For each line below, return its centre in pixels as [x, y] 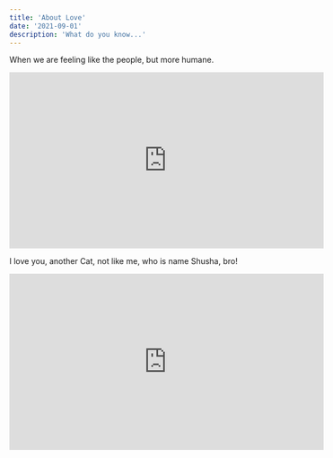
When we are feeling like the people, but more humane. [112, 60]
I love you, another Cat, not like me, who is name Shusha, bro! [123, 261]
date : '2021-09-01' [46, 26]
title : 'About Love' [48, 18]
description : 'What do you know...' [78, 34]
